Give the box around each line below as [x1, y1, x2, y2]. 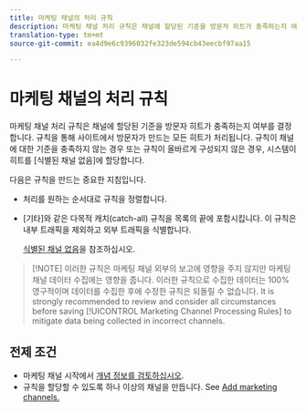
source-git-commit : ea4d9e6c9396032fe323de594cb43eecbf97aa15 [9, 38, 251, 48]
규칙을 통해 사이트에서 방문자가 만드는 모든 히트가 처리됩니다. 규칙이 [36, 132, 278, 143]
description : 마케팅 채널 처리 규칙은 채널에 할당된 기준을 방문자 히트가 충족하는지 [9, 22, 288, 31]
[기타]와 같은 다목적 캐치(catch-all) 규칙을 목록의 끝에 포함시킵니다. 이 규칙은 [22, 213, 297, 224]
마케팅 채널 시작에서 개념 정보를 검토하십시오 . [22, 370, 185, 381]
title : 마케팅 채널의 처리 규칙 [9, 13, 113, 23]
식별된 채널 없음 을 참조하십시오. [22, 243, 135, 255]
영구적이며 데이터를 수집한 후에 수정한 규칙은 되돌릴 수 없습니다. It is [31, 286, 275, 297]
